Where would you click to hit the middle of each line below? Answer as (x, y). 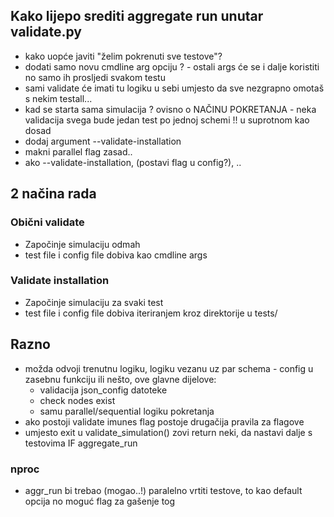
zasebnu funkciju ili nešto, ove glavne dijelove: (120, 379)
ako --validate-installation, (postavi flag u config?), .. (133, 162)
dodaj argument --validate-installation (103, 141)
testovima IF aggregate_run (81, 443)
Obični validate (47, 222)
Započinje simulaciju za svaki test (94, 302)
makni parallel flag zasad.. (78, 151)
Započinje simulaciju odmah (82, 244)
